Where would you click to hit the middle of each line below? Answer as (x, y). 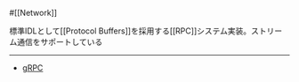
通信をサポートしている (60, 42)
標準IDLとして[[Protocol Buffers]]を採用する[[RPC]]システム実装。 (130, 31)
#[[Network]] (33, 13)
